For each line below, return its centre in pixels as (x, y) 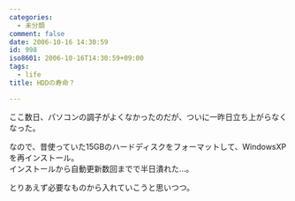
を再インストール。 (44, 157)
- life (29, 75)
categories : (31, 17)
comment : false (37, 33)
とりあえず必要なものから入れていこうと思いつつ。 (102, 187)
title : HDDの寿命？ (42, 83)
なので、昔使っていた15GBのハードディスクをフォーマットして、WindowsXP (148, 146)
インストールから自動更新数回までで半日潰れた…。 (102, 168)
